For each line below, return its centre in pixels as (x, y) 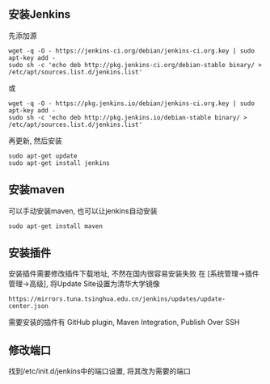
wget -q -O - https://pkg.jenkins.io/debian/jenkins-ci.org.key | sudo (131, 103)
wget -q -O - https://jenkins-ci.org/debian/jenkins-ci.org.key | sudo (131, 51)
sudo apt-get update (43, 156)
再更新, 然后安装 (35, 141)
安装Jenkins (40, 15)
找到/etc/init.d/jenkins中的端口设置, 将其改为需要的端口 (100, 371)
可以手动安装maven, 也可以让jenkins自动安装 (83, 211)
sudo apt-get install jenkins (59, 163)
